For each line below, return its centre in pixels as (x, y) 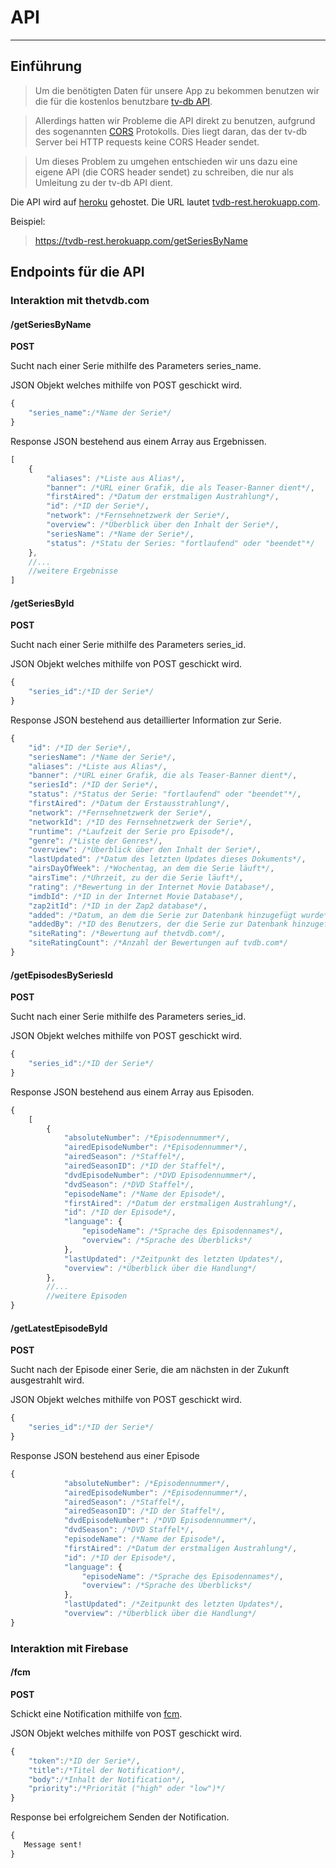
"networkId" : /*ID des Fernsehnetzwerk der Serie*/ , (140, 822)
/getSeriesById (42, 603)
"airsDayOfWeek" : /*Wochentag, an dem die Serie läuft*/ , (151, 869)
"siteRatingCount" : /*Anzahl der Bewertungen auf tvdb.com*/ (158, 943)
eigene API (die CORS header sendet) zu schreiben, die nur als (164, 172)
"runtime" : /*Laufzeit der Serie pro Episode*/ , (131, 831)
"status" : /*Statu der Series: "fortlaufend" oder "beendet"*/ (180, 543)
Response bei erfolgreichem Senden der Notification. (120, 1817)
